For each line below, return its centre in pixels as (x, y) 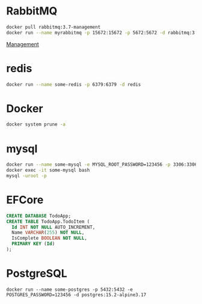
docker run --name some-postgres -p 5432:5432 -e (70, 290)
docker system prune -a (36, 124)
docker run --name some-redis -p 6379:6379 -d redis (74, 84)
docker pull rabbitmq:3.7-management (54, 27)
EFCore (25, 200)
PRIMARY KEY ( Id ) (33, 244)
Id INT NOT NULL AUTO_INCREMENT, (54, 227)
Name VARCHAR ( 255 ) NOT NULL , (48, 233)
